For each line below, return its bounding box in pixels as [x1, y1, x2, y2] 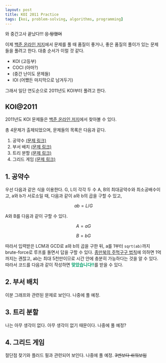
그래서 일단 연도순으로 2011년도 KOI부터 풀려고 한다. [5, 88, 106, 94]
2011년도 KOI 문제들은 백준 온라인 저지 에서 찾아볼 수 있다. [5, 116, 117, 122]
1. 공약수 [5, 172, 30, 181]
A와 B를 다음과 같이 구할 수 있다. [5, 213, 68, 219]
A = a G [76, 223, 91, 229]
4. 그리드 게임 [5, 338, 45, 347]
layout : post [5, 7, 32, 12]
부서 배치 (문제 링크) [12, 144, 52, 150]
